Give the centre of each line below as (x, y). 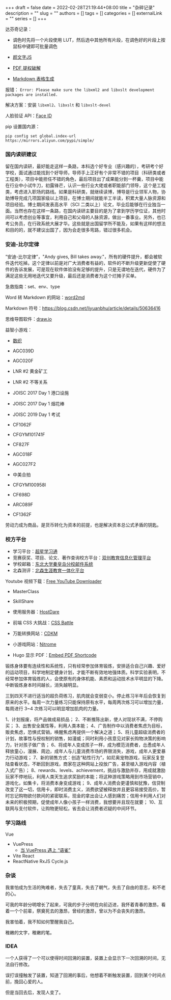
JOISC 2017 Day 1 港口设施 (41, 393)
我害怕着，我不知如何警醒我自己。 (41, 922)
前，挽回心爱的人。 (25, 981)
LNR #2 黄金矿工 (30, 371)
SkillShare (23, 601)
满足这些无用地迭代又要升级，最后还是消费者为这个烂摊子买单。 (72, 275)
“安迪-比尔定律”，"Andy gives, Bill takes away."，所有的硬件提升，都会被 (82, 257)
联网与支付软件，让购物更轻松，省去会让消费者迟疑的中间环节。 (72, 808)
